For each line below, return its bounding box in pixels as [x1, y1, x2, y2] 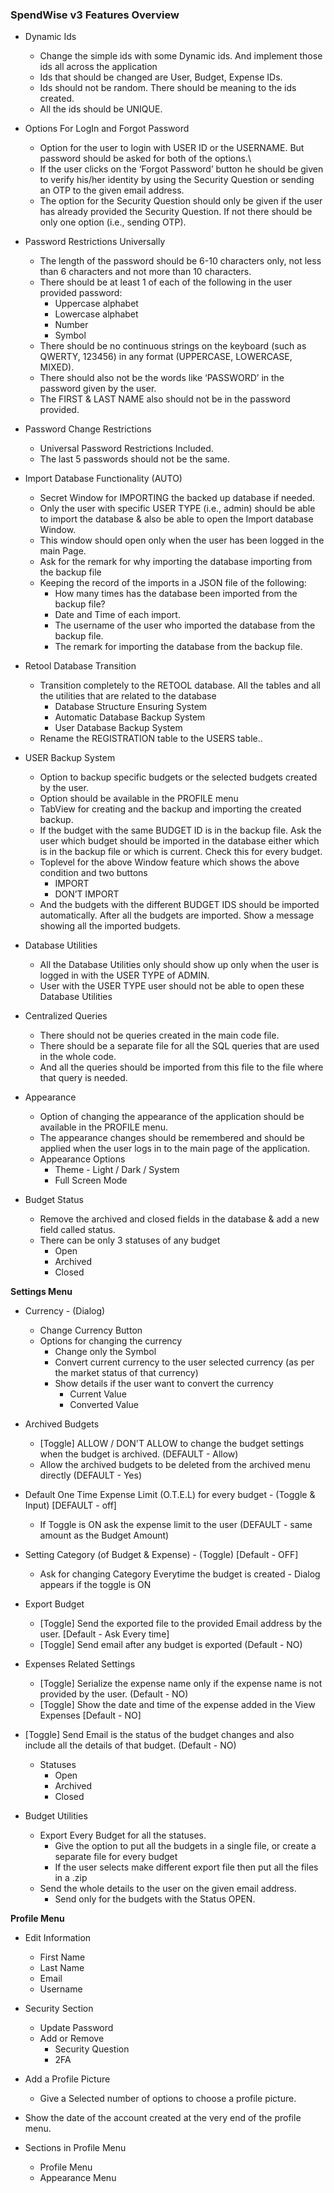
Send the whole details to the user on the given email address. [39, 1883, 297, 1895]
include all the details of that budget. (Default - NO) [24, 1739, 237, 1752]
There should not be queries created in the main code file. [39, 1029, 280, 1042]
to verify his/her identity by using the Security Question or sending [39, 174, 315, 186]
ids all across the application [39, 61, 158, 73]
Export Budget [24, 1598, 85, 1610]
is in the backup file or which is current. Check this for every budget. [39, 846, 323, 858]
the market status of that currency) [54, 1367, 199, 1379]
